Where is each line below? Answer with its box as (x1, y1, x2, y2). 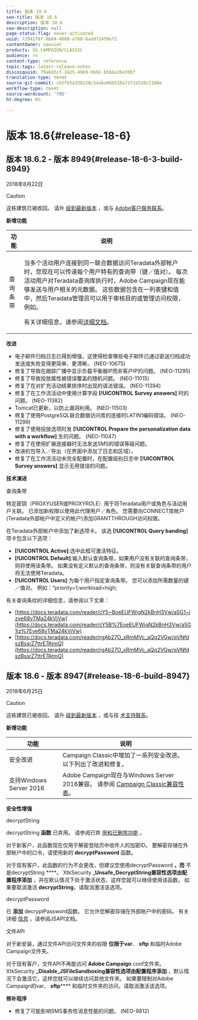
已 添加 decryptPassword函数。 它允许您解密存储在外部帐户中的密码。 (6, 908, 177, 915)
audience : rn (6, 53, 38, 59)
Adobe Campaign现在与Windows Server (62, 771, 174, 779)
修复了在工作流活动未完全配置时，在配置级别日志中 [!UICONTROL (14, 454, 175, 462)
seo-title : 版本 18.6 (6, 14, 58, 20)
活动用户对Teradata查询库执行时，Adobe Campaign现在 (24, 276, 180, 284)
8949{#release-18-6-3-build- (70, 154, 183, 164)
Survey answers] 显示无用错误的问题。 (14, 462, 111, 469)
